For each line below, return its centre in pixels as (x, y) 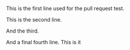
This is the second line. (34, 19)
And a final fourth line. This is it (43, 42)
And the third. (23, 31)
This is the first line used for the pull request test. (65, 8)
